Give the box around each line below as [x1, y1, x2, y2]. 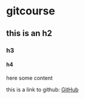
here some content [6, 74, 53, 82]
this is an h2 [6, 28, 53, 38]
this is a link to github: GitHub [6, 86, 79, 93]
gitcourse [6, 4, 56, 18]
